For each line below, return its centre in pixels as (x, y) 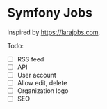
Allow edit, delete (42, 83)
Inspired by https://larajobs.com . (54, 32)
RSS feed (31, 59)
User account (37, 75)
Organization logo (43, 91)
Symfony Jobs (50, 13)
